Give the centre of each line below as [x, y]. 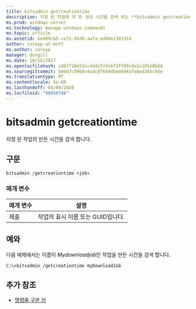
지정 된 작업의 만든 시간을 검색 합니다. [49, 139]
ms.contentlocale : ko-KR [36, 83]
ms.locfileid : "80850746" [37, 93]
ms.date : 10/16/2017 [31, 60]
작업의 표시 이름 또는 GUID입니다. [81, 217]
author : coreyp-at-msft [35, 44]
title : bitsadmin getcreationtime [48, 11]
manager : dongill [27, 55]
